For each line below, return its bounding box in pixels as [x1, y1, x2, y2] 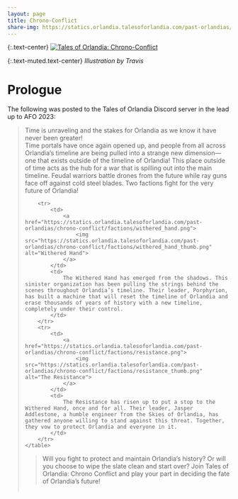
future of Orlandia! [24, 186, 79, 195]
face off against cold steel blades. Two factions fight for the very [24, 179, 214, 188]
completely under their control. [24, 305, 124, 313]
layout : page [7, 10, 46, 18]
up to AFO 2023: [7, 113, 56, 121]
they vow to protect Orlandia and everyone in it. [24, 423, 178, 431]
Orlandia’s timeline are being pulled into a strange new [24, 149, 183, 157]
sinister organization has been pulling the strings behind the [24, 281, 219, 288]
